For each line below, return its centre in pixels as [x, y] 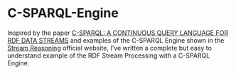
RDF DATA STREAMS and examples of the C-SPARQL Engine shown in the [116, 40]
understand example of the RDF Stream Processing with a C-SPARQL [109, 55]
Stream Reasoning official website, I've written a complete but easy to [109, 48]
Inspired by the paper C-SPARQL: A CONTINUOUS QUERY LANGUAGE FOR [118, 33]
